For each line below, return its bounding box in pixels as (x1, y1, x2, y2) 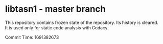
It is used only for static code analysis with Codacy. (5, 24, 109, 30)
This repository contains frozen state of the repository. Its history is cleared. (5, 20, 158, 25)
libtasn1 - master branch (5, 3, 106, 15)
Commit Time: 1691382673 (5, 34, 59, 40)
